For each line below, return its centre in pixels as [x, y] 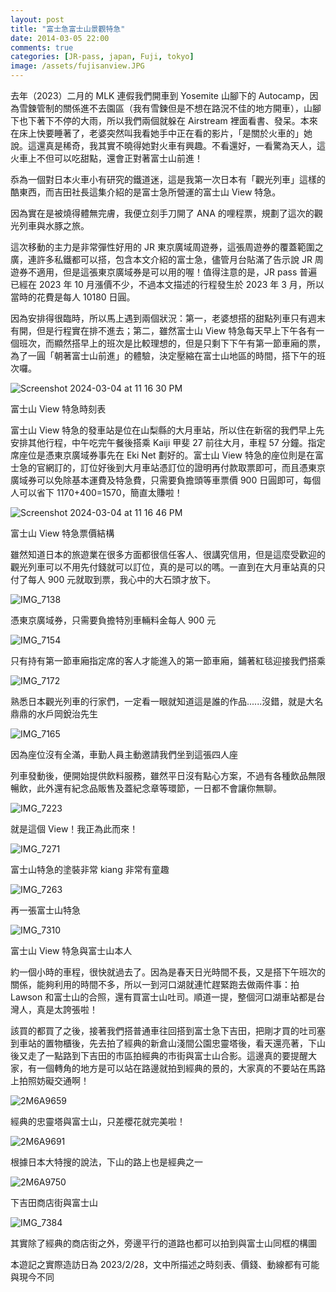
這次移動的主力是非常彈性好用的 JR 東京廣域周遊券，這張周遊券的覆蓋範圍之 [167, 247]
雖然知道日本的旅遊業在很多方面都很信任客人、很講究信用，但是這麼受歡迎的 [168, 554]
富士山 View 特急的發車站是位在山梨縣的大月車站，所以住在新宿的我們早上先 [167, 430]
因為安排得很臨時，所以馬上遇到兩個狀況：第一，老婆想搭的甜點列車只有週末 [168, 318]
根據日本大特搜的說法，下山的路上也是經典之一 [106, 1162]
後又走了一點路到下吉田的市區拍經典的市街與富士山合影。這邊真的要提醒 [159, 1055]
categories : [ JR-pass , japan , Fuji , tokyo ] [102, 57]
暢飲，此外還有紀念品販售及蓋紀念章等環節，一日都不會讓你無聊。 [146, 788]
